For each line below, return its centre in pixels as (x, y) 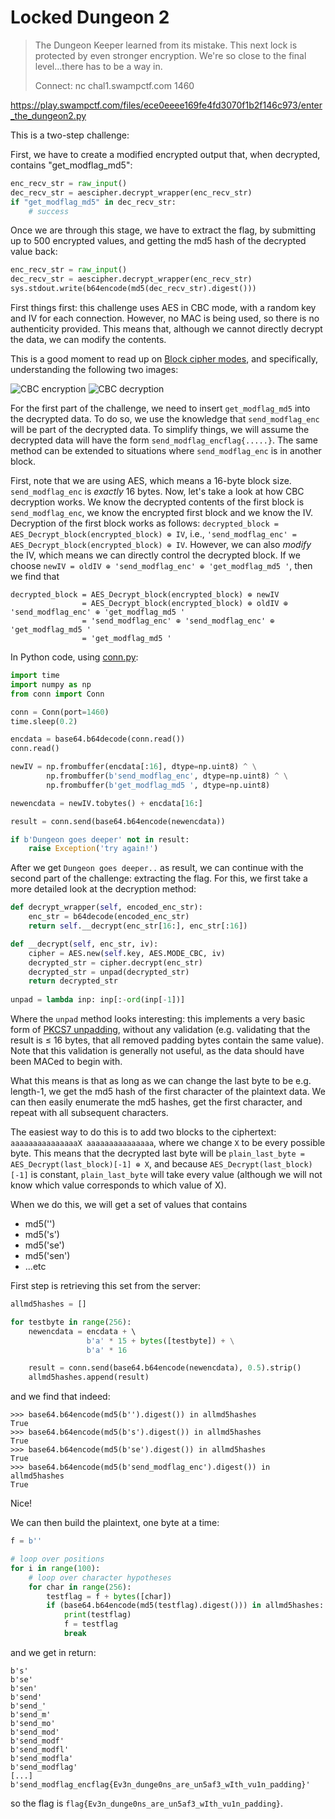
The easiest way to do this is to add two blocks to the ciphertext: (143, 1132)
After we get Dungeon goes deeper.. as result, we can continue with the (157, 868)
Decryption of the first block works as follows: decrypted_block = (144, 523)
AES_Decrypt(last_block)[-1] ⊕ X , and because (109, 1164)
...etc (35, 1267)
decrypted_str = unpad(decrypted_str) (109, 972)
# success (49, 211)
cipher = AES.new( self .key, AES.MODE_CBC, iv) (127, 953)
